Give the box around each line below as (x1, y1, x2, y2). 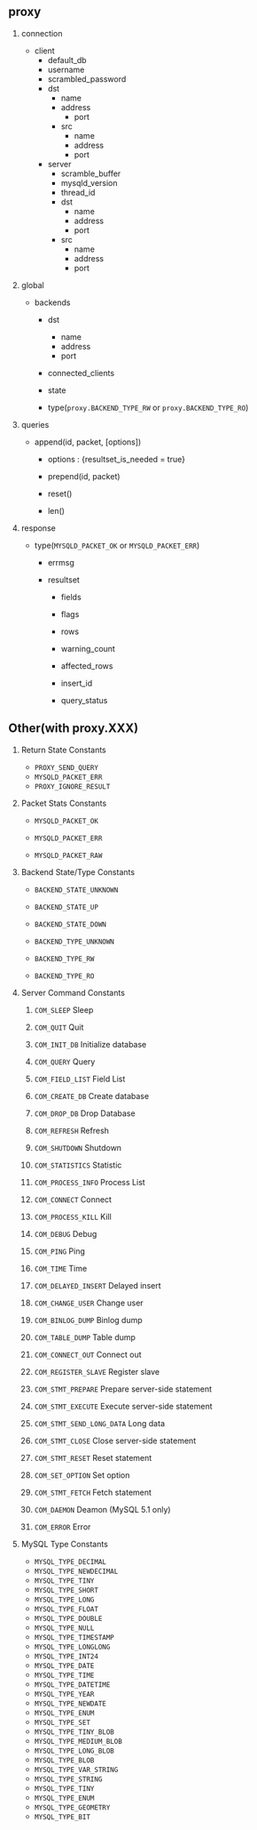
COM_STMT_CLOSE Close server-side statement (34, 1435, 197, 1446)
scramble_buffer (60, 168, 121, 179)
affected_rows (60, 660, 113, 671)
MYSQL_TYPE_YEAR (34, 1690, 95, 1698)
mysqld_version (60, 177, 118, 188)
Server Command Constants (20, 987, 126, 998)
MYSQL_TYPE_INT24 (34, 1651, 99, 1661)
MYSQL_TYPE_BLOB (34, 1755, 95, 1765)
